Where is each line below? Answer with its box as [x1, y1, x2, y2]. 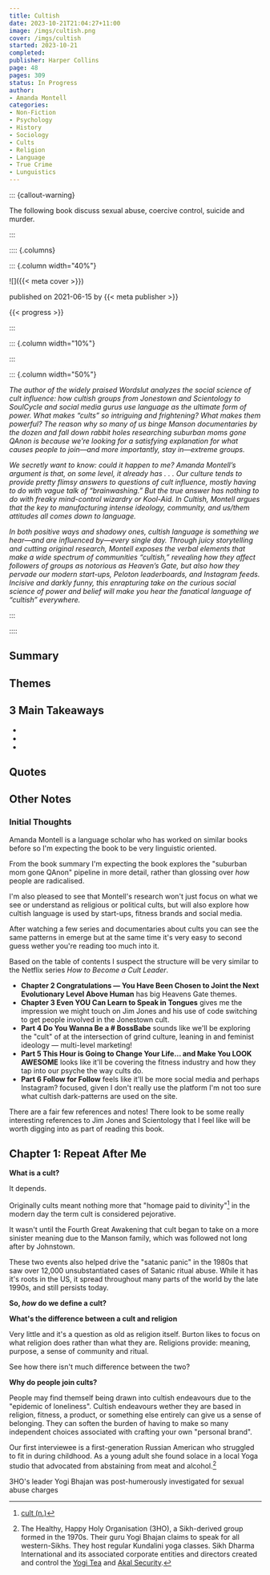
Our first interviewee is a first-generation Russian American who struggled [9, 1443, 255, 1452]
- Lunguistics [9, 168, 57, 176]
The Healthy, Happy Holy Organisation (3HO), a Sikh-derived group [20, 1524, 244, 1533]
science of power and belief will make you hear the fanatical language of [9, 587, 252, 596]
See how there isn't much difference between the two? [9, 1362, 191, 1371]
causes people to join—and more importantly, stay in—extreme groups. [9, 445, 245, 454]
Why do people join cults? [9, 1378, 98, 1387]
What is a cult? [9, 1168, 60, 1178]
